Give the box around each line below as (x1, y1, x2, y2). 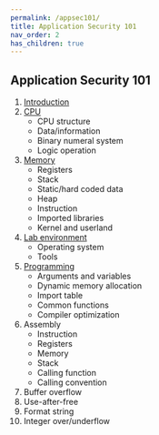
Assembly (23, 319, 62, 330)
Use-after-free (23, 397, 79, 408)
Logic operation (36, 145, 96, 156)
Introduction (23, 96, 70, 107)
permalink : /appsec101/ (10, 13, 101, 23)
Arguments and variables (36, 270, 132, 282)
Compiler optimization (36, 309, 121, 320)
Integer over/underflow (23, 416, 111, 427)
